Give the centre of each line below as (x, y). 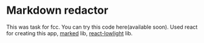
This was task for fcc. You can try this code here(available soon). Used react (102, 27)
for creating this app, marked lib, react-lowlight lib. (70, 33)
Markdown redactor (57, 10)
